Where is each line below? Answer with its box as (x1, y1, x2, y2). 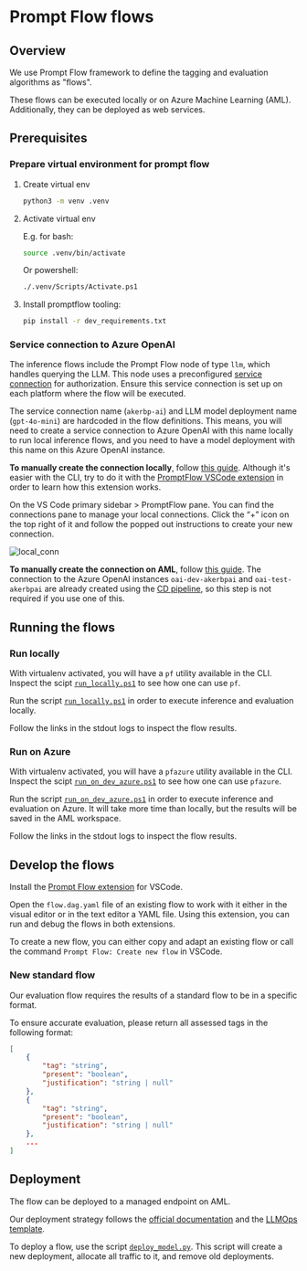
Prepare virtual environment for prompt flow (9, 158, 210, 171)
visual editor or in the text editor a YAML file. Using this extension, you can (9, 909, 290, 920)
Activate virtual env (22, 213, 96, 224)
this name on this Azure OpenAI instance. (9, 445, 166, 456)
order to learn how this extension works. (9, 482, 162, 493)
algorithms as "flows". (9, 77, 93, 88)
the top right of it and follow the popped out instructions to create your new (9, 519, 293, 530)
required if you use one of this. (9, 593, 125, 604)
